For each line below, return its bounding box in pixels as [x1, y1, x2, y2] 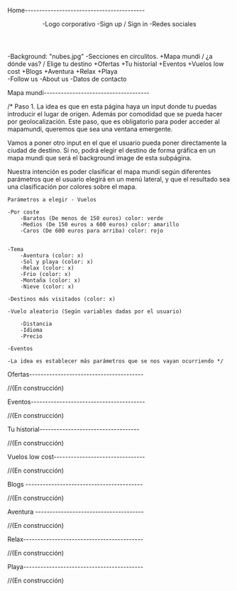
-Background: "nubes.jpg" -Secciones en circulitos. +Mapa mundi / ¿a [7, 53, 213, 60]
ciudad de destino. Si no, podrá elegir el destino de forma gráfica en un [7, 146, 216, 155]
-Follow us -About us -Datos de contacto [7, 74, 127, 83]
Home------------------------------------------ [7, 6, 145, 14]
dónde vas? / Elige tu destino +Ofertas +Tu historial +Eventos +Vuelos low [7, 60, 224, 68]
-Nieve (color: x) [20, 283, 75, 290]
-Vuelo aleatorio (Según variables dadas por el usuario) [7, 308, 182, 315]
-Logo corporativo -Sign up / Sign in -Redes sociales [42, 20, 197, 28]
